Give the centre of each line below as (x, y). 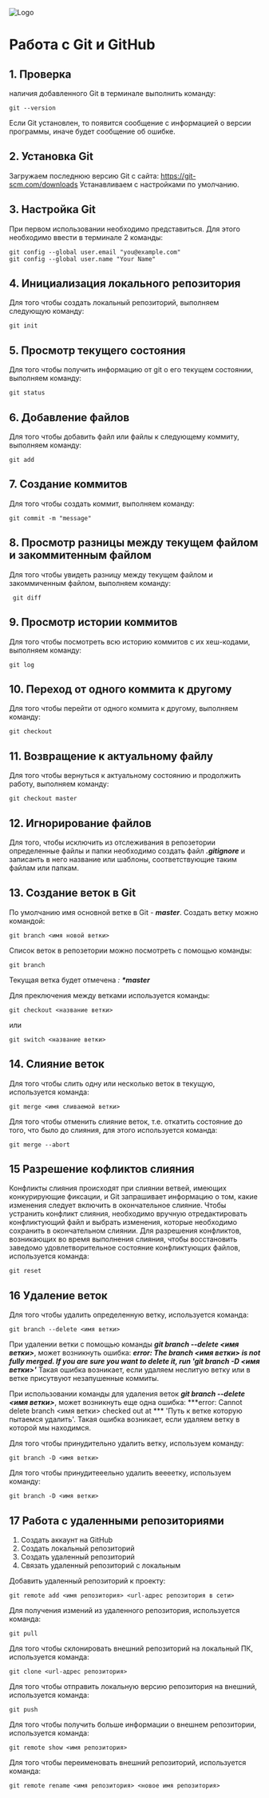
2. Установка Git (51, 157)
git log (22, 664)
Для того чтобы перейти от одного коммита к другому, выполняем (124, 708)
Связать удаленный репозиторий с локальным (101, 1565)
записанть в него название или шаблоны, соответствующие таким (123, 859)
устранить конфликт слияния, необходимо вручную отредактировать (128, 1214)
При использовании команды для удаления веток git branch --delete (127, 1394)
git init (24, 326)
